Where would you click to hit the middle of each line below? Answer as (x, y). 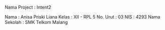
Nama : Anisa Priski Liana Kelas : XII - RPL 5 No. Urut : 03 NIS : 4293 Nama (82, 17)
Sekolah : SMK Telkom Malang (36, 22)
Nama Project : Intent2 (28, 7)
